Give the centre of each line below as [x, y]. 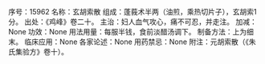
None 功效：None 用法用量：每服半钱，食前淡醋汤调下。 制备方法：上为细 [131, 32]
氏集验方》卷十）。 [38, 52]
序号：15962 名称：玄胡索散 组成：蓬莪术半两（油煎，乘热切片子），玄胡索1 [132, 12]
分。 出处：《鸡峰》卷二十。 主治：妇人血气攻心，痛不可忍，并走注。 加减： [132, 22]
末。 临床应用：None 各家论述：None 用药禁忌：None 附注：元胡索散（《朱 [132, 42]
